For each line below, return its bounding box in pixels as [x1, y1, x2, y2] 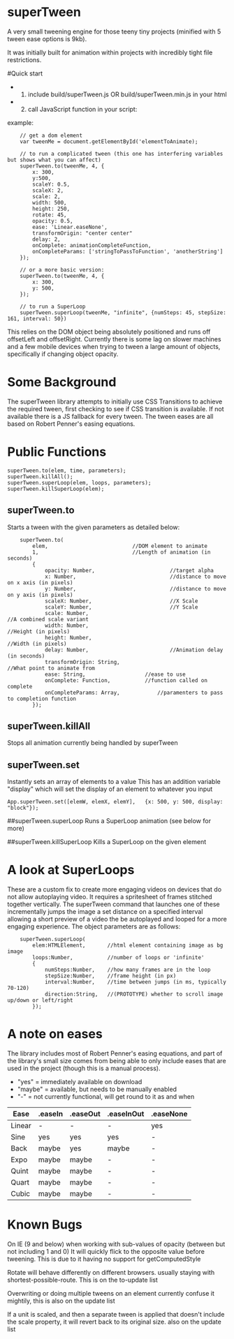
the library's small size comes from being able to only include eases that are [7, 1057, 226, 1065]
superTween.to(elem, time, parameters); [7, 467, 127, 474]
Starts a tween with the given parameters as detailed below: [7, 523, 180, 531]
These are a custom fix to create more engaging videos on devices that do [7, 885, 222, 894]
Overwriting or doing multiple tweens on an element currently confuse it [7, 1289, 214, 1298]
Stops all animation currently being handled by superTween [7, 739, 178, 747]
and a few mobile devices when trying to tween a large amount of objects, [7, 342, 221, 350]
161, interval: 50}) [7, 315, 68, 322]
